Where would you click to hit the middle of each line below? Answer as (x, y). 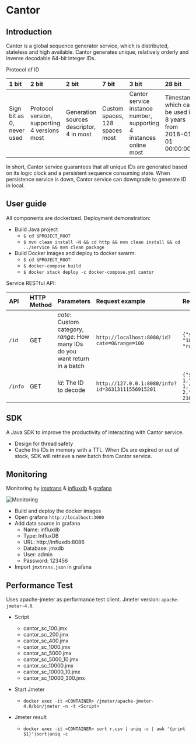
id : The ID (71, 383)
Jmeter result (31, 717)
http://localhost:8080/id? (133, 337)
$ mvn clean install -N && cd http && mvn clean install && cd (102, 242)
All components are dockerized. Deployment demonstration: (78, 218)
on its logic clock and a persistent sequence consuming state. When (88, 173)
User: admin (38, 555)
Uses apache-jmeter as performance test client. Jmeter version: (83, 600)
